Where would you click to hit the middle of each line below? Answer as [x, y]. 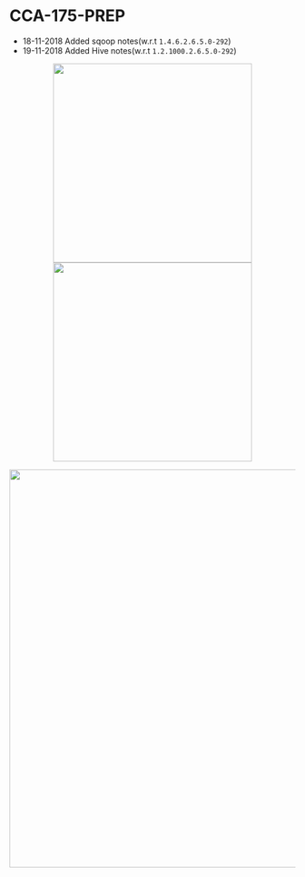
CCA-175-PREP [67, 16]
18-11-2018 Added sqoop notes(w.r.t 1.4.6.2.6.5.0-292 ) [127, 41]
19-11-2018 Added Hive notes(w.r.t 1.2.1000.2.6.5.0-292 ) [130, 50]
